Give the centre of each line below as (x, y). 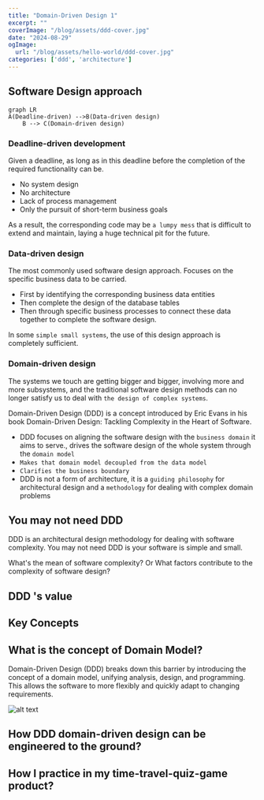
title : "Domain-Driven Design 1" (63, 15)
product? (31, 785)
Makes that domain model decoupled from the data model (113, 463)
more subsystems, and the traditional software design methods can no (123, 389)
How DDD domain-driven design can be (107, 734)
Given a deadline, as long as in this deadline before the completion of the (127, 160)
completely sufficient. (43, 344)
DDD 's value (41, 596)
